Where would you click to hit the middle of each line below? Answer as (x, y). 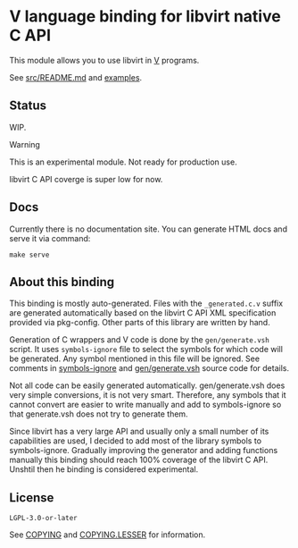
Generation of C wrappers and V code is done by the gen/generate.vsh (139, 340)
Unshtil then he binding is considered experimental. (104, 469)
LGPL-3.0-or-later (43, 518)
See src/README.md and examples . (76, 77)
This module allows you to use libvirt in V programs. (104, 60)
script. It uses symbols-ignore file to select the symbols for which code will (146, 350)
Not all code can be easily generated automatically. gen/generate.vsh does (147, 385)
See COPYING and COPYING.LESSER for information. (108, 535)
